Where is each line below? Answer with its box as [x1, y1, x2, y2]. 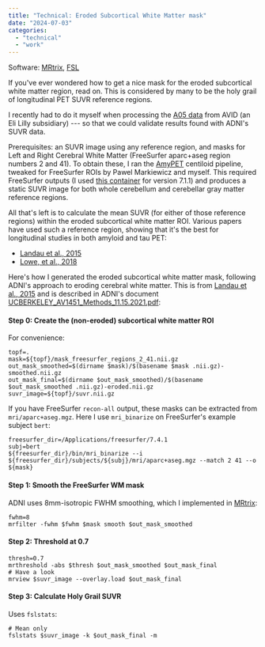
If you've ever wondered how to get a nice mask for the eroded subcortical [8, 78, 252, 88]
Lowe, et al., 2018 [19, 257, 78, 267]
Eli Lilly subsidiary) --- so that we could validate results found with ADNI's [8, 119, 249, 128]
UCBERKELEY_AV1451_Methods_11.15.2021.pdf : [8, 297, 161, 307]
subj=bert [8, 443, 41, 451]
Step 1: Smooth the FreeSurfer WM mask [8, 480, 145, 490]
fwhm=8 [8, 513, 30, 521]
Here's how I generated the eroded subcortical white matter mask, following [8, 272, 256, 282]
